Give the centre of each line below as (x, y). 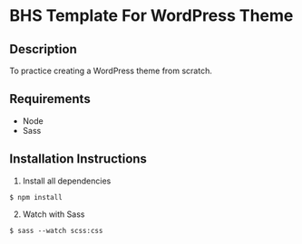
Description (43, 49)
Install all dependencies (67, 181)
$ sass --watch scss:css (56, 230)
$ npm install (36, 197)
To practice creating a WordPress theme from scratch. (111, 70)
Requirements (50, 99)
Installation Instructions (78, 159)
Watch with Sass (54, 214)
